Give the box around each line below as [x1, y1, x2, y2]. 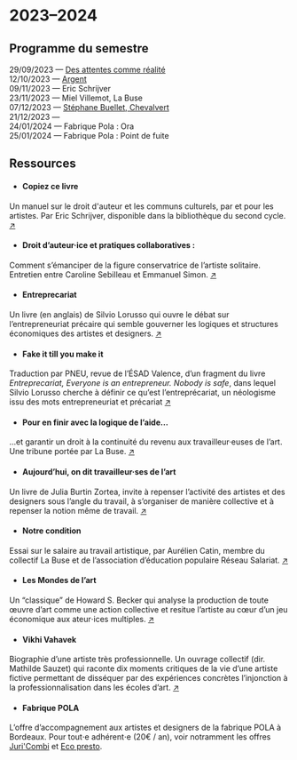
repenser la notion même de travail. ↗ [9, 505, 147, 516]
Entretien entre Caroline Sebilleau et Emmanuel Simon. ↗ [9, 268, 217, 280]
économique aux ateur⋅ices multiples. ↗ [9, 614, 155, 625]
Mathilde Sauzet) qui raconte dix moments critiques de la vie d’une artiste [9, 663, 278, 674]
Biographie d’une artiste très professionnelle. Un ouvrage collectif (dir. [9, 654, 266, 665]
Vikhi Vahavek [21, 634, 77, 644]
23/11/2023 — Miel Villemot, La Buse [9, 92, 144, 103]
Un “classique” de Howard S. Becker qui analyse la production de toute [9, 595, 269, 605]
